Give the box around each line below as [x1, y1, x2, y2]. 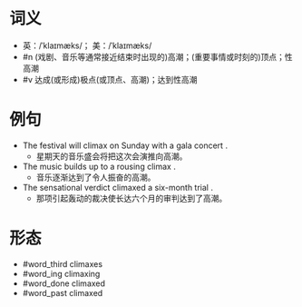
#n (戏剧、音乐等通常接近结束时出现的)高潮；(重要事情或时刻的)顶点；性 [22, 51, 293, 62]
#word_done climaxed [22, 278, 106, 289]
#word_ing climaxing [22, 268, 101, 279]
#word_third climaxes [22, 258, 102, 269]
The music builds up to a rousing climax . [22, 161, 177, 172]
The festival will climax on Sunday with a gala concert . [22, 140, 229, 151]
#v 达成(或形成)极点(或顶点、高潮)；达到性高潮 [22, 74, 198, 84]
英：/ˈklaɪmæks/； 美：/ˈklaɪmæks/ [22, 40, 152, 51]
